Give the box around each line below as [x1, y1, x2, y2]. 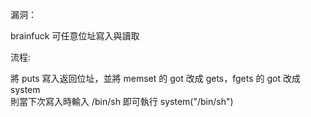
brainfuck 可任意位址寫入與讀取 [10, 30, 140, 42]
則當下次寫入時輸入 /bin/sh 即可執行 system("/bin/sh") [10, 96, 234, 107]
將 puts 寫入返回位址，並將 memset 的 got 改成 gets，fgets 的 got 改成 [10, 73, 301, 84]
